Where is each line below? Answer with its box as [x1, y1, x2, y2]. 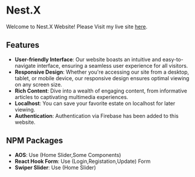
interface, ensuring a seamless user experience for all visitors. [37, 62, 189, 69]
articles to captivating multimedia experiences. [14, 93, 128, 100]
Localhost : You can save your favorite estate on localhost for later [14, 100, 176, 107]
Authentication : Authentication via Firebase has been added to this [14, 112, 179, 119]
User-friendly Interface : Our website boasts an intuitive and [14, 55, 161, 63]
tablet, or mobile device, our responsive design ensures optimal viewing [14, 74, 190, 81]
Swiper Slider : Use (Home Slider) [14, 163, 96, 171]
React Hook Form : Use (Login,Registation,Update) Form [14, 158, 151, 165]
